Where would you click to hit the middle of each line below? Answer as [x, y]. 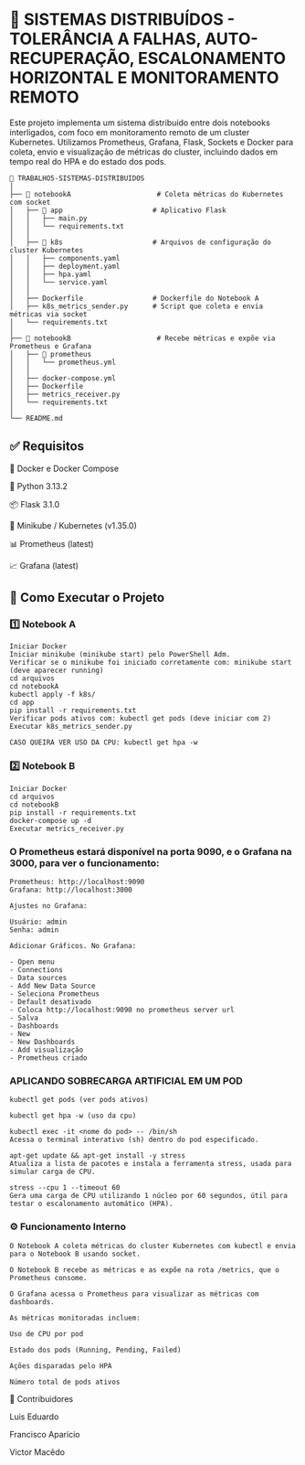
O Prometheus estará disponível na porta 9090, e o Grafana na [151, 851]
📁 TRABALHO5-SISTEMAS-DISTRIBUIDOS [77, 178]
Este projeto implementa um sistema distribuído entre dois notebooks [140, 123]
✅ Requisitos [47, 447]
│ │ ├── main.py [49, 218]
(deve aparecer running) [57, 671]
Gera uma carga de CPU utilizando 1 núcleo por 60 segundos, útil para [148, 1196]
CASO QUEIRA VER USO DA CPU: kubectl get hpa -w [104, 743]
